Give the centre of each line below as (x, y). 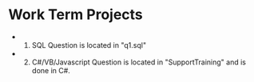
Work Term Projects (76, 15)
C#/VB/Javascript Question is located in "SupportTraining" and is (139, 62)
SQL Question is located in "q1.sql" (89, 45)
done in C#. (51, 70)
